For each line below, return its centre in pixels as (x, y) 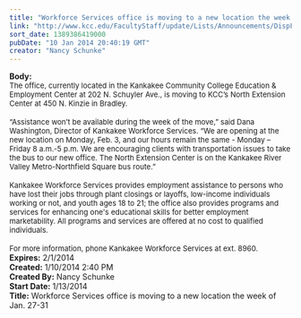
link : (19, 26)
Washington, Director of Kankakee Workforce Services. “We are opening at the (144, 131)
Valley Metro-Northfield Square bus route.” (83, 167)
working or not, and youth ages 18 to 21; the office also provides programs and (144, 203)
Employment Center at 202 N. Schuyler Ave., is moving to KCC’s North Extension (147, 95)
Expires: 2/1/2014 (42, 258)
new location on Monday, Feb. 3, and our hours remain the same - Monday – (140, 140)
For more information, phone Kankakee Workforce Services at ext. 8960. (133, 249)
